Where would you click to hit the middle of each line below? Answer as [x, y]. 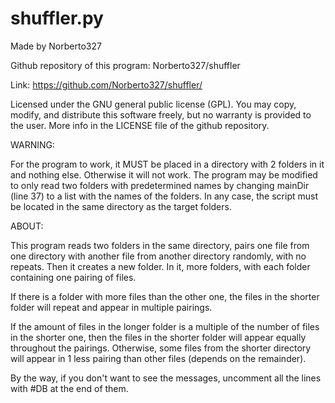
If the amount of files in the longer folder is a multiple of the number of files [165, 326]
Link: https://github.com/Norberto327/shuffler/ [106, 84]
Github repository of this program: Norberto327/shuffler [125, 65]
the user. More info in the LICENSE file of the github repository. [140, 125]
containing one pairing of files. [73, 277]
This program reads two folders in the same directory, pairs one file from [160, 245]
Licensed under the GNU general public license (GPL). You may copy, [153, 104]
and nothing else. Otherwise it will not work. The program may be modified [164, 174]
